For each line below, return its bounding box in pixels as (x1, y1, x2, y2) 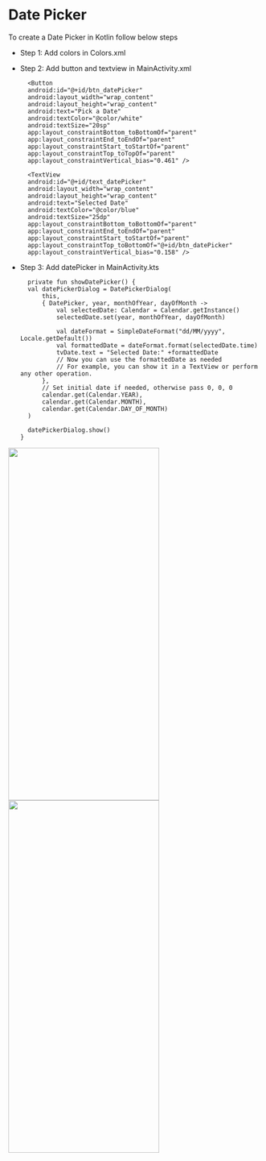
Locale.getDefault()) (19, 334, 92, 342)
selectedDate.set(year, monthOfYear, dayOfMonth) (55, 313, 226, 321)
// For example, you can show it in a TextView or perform (55, 363, 259, 371)
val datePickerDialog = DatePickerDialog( (27, 284, 172, 293)
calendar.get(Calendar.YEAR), (41, 391, 143, 399)
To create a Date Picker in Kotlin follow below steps (8, 32, 178, 42)
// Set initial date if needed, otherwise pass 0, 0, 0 (41, 384, 233, 392)
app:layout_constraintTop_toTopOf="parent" (27, 149, 175, 158)
